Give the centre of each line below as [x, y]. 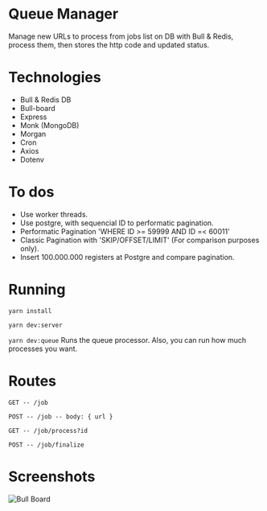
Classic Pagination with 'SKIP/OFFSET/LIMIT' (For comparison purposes [140, 240]
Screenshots [52, 476]
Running [37, 290]
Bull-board [38, 108]
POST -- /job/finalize [46, 445]
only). [29, 248]
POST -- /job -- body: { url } [61, 416]
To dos [31, 192]
